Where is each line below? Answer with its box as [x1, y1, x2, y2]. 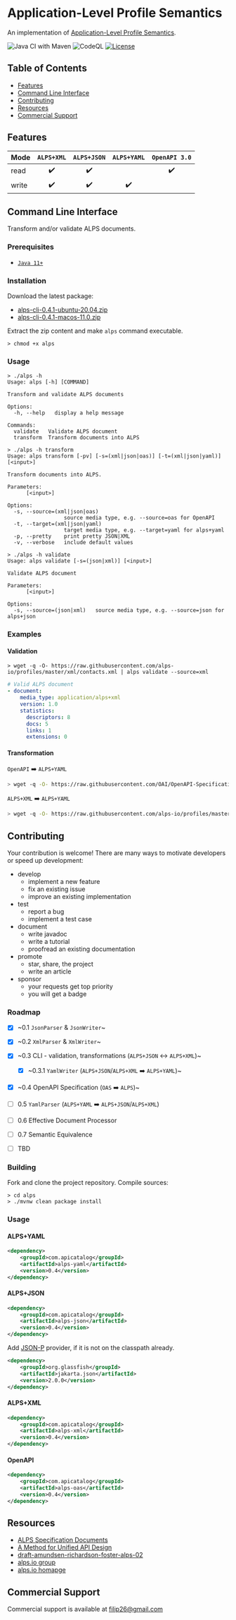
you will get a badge [27, 990, 87, 998]
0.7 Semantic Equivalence [17, 1130, 93, 1139]
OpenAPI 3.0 [152, 153, 192, 161]
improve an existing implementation [27, 892, 131, 901]
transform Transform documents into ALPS [13, 434, 140, 441]
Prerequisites [7, 242, 54, 252]
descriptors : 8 [25, 713, 71, 720]
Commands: [7, 422, 37, 429]
